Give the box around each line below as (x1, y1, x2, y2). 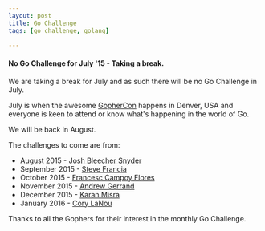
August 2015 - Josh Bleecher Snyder (19, 156, 142, 165)
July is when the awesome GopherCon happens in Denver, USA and (8, 100, 234, 110)
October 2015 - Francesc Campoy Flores (19, 172, 155, 182)
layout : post (8, 11, 52, 20)
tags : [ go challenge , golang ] (8, 26, 110, 34)
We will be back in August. (8, 124, 96, 134)
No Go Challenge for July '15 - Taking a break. (8, 58, 165, 68)
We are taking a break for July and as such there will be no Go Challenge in (8, 76, 258, 86)
